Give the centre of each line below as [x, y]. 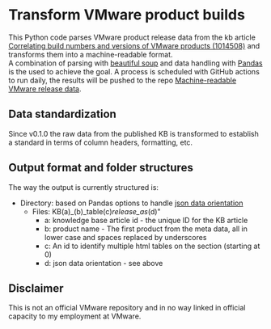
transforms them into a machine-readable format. [91, 54]
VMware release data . [45, 89]
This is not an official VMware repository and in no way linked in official [127, 308]
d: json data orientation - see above [104, 263]
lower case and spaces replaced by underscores [125, 237]
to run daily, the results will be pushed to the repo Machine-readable [123, 80]
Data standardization [63, 114]
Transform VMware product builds [127, 15]
